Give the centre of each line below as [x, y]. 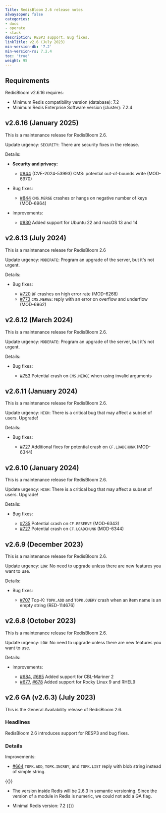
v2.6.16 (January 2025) [42, 123]
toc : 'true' [17, 56]
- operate [15, 28]
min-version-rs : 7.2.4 [28, 51]
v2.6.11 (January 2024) [41, 391]
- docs [12, 24]
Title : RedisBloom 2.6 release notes [44, 10]
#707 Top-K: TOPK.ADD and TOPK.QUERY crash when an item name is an [90, 600]
